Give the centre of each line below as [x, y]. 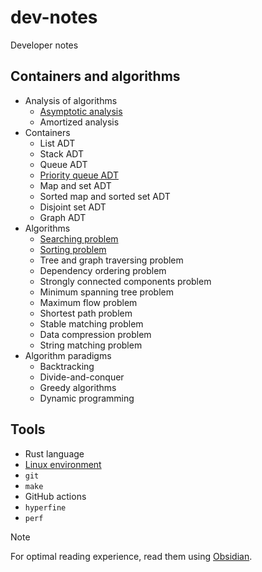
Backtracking [67, 366]
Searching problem [79, 238]
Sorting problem [73, 249]
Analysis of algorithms [71, 100]
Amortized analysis [79, 122]
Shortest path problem [86, 313]
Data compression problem [95, 334]
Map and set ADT [75, 185]
